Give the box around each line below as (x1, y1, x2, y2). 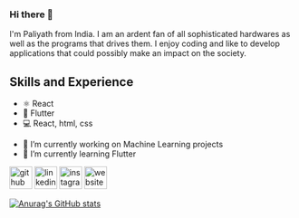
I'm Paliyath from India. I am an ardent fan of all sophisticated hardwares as (9, 29, 291, 40)
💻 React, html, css (22, 118, 93, 129)
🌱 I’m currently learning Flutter (22, 148, 137, 159)
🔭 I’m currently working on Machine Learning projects (22, 139, 224, 150)
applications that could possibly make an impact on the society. (9, 48, 246, 59)
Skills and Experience (9, 74, 134, 90)
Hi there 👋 (9, 8, 54, 21)
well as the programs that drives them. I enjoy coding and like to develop (9, 38, 281, 49)
